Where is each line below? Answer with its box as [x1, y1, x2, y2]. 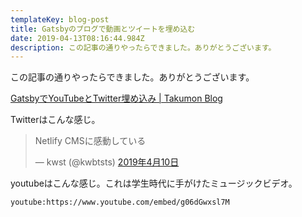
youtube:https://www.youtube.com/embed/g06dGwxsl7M [10, 197, 230, 208]
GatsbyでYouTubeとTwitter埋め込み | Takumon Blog [10, 92, 223, 105]
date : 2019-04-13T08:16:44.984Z [10, 33, 145, 43]
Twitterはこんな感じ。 [10, 114, 101, 126]
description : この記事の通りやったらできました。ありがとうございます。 [10, 42, 277, 53]
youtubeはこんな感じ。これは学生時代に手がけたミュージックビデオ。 [10, 177, 298, 190]
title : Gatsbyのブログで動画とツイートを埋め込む [10, 24, 196, 34]
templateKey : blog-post [10, 14, 110, 25]
